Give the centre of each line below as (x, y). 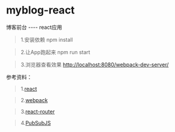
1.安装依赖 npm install (47, 39)
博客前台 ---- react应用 (34, 27)
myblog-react (40, 10)
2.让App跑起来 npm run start (55, 52)
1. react (29, 89)
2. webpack (34, 100)
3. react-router (37, 111)
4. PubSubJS (36, 123)
